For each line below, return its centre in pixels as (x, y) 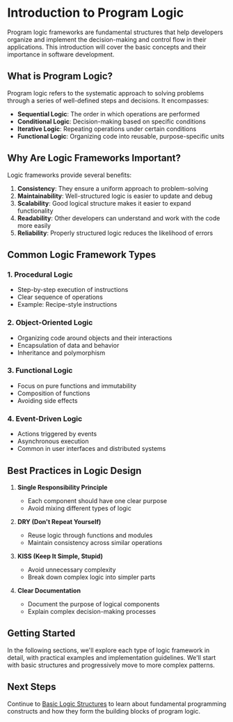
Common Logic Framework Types (82, 255)
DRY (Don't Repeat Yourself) (59, 521)
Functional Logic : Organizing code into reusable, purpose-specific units (121, 136)
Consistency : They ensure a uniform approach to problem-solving (113, 188)
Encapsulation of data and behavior (68, 345)
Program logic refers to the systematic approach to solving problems (106, 93)
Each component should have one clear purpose (97, 500)
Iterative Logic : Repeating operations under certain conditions (107, 129)
